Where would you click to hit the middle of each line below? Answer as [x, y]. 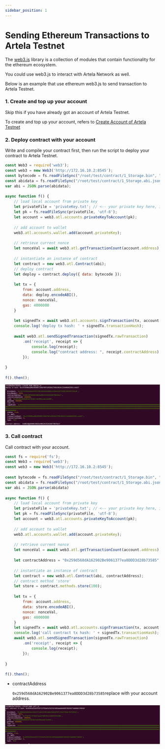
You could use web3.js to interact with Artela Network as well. [68, 74]
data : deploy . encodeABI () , [50, 295]
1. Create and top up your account [46, 102]
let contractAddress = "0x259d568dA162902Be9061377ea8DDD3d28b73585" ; [88, 560]
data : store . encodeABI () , [49, 607]
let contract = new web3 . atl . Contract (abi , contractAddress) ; [79, 576]
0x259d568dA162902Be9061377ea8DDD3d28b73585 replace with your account [85, 693]
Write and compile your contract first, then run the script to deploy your [77, 150]
